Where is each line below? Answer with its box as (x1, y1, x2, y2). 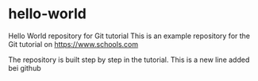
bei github (8, 63, 41, 72)
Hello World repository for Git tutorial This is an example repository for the (8, 31, 251, 40)
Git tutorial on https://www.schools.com (8, 39, 139, 48)
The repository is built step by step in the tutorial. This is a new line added (8, 55, 250, 64)
